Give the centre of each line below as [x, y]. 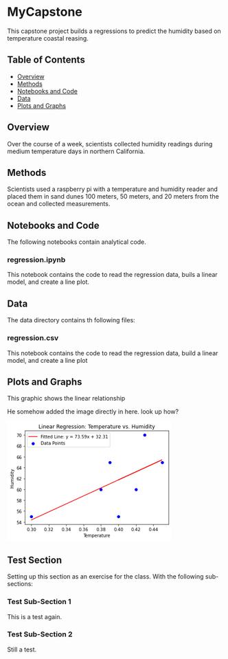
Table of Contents [46, 60]
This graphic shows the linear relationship [66, 399]
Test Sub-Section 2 [40, 634]
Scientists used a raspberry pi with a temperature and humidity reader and [113, 189]
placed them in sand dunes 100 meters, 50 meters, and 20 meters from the [113, 197]
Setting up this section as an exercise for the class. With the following [105, 577]
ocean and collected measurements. [59, 204]
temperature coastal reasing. [48, 38]
